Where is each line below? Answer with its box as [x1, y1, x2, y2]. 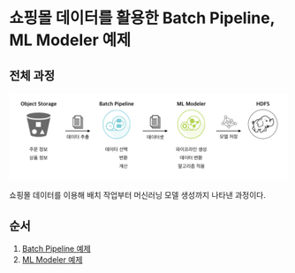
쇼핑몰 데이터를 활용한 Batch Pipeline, [9, 8, 276, 28]
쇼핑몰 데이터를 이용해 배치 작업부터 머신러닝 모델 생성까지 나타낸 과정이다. [9, 190, 267, 201]
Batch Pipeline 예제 [21, 244, 91, 254]
